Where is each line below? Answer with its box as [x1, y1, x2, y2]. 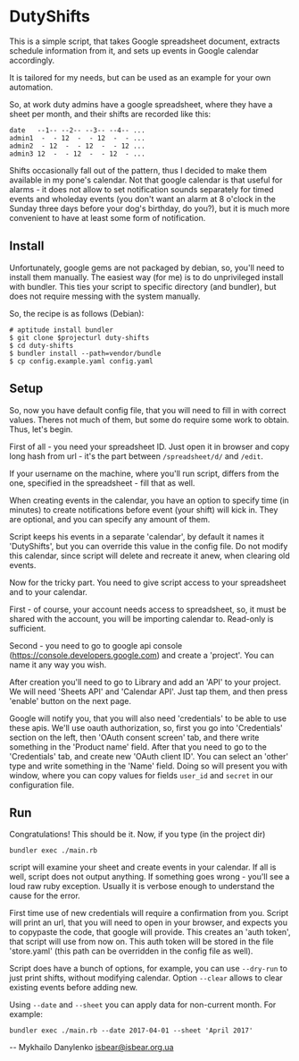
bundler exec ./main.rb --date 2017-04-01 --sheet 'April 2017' [9, 1026, 253, 1035]
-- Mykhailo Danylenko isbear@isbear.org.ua [9, 1042, 174, 1053]
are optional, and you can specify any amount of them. [9, 514, 211, 524]
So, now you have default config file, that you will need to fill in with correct [9, 404, 287, 415]
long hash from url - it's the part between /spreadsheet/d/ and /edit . [9, 450, 263, 462]
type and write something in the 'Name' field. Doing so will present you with [9, 760, 288, 771]
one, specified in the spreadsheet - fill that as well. [9, 477, 195, 488]
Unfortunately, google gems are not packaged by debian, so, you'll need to [9, 262, 285, 273]
